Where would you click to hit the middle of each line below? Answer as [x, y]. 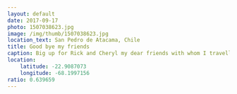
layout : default [31, 14]
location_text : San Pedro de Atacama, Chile [74, 40]
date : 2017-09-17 [33, 20]
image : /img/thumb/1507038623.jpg [58, 34]
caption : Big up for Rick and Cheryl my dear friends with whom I [107, 54]
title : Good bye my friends [49, 47]
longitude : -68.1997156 [55, 73]
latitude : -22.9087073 [53, 66]
